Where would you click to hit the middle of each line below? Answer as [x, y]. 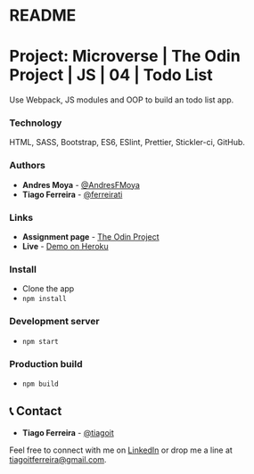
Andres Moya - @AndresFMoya [81, 184]
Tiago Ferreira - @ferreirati [72, 194]
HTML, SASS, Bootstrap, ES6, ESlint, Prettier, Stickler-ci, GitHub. [127, 143]
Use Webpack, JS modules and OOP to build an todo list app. [122, 100]
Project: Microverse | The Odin [125, 57]
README [43, 16]
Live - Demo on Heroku [65, 247]
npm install [44, 299]
